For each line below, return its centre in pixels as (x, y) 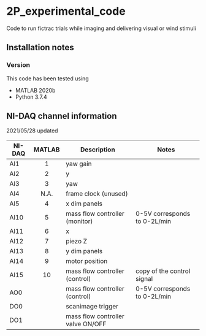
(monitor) (79, 221)
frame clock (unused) (97, 194)
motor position (87, 261)
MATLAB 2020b (35, 90)
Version (18, 65)
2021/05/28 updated (32, 131)
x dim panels (84, 204)
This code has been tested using (48, 78)
